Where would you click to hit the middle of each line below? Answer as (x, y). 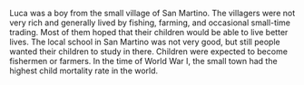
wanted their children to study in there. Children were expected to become (149, 52)
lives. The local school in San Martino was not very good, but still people (145, 42)
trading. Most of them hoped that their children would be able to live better (149, 32)
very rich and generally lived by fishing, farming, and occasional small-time (150, 23)
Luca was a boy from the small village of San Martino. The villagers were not (152, 13)
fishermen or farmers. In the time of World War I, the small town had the (144, 61)
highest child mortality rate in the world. (84, 71)
